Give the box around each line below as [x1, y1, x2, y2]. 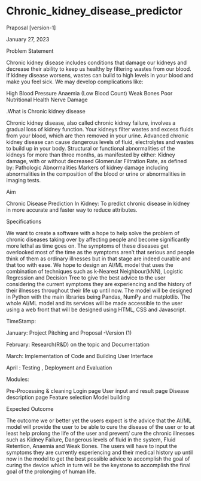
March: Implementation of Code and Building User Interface [6, 352, 154, 359]
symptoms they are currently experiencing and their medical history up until [6, 449, 193, 456]
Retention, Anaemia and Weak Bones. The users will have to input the [6, 442, 178, 449]
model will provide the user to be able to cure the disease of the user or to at [6, 423, 195, 430]
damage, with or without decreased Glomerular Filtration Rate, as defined [6, 157, 187, 164]
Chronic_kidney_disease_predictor [6, 4, 182, 18]
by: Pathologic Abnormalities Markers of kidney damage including [6, 164, 169, 171]
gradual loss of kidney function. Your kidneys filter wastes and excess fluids [6, 125, 194, 133]
